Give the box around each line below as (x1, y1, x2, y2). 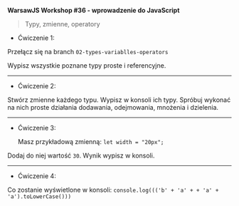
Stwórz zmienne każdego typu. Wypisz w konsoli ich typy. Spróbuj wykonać (7, 96, 231, 104)
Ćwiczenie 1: (17, 34, 55, 42)
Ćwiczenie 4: (17, 172, 57, 180)
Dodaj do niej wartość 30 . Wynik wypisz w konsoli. (7, 151, 155, 160)
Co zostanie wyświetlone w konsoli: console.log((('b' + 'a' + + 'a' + (7, 185, 219, 194)
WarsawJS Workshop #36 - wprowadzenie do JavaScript (7, 6, 180, 14)
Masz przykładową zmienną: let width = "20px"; (17, 138, 164, 145)
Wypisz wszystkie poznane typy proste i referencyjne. (7, 61, 166, 70)
